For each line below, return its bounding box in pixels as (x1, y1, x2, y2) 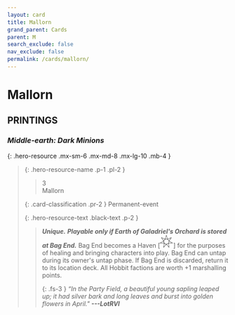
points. (41, 271, 62, 279)
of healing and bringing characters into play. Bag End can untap (41, 248, 227, 257)
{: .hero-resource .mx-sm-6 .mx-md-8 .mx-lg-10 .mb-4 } (7, 152, 171, 160)
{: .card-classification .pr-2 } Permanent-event (24, 200, 159, 208)
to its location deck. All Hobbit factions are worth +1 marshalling (41, 263, 227, 272)
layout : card (7, 11, 46, 18)
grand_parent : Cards (7, 26, 68, 33)
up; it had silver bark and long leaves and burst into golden (41, 292, 214, 300)
